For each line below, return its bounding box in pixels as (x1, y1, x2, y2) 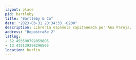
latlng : (5, 34, 21, 39)
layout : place (5, 7, 34, 12)
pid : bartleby (5, 12, 34, 16)
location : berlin (5, 47, 40, 52)
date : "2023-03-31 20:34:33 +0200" (5, 20, 78, 26)
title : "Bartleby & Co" (5, 16, 54, 21)
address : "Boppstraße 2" (5, 30, 56, 34)
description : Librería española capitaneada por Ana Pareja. (5, 25, 132, 30)
